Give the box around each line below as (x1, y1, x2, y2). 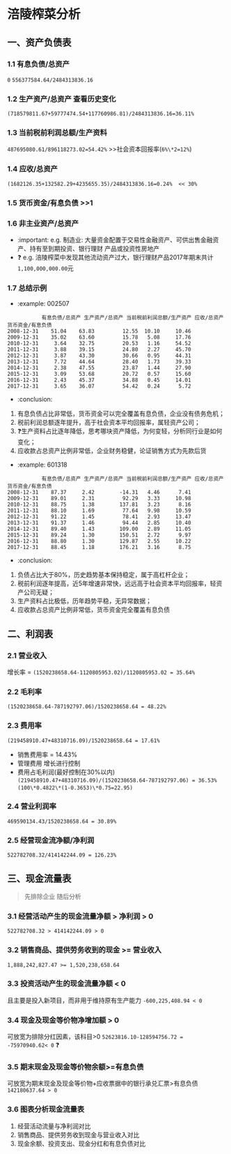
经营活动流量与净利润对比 (17, 1122, 91, 1130)
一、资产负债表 (7, 36, 72, 48)
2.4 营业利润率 (7, 801, 57, 811)
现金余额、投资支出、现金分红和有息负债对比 (17, 1139, 146, 1148)
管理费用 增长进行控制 (17, 759, 81, 767)
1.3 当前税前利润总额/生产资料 (7, 128, 108, 138)
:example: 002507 (17, 300, 70, 308)
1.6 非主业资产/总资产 (7, 218, 79, 228)
